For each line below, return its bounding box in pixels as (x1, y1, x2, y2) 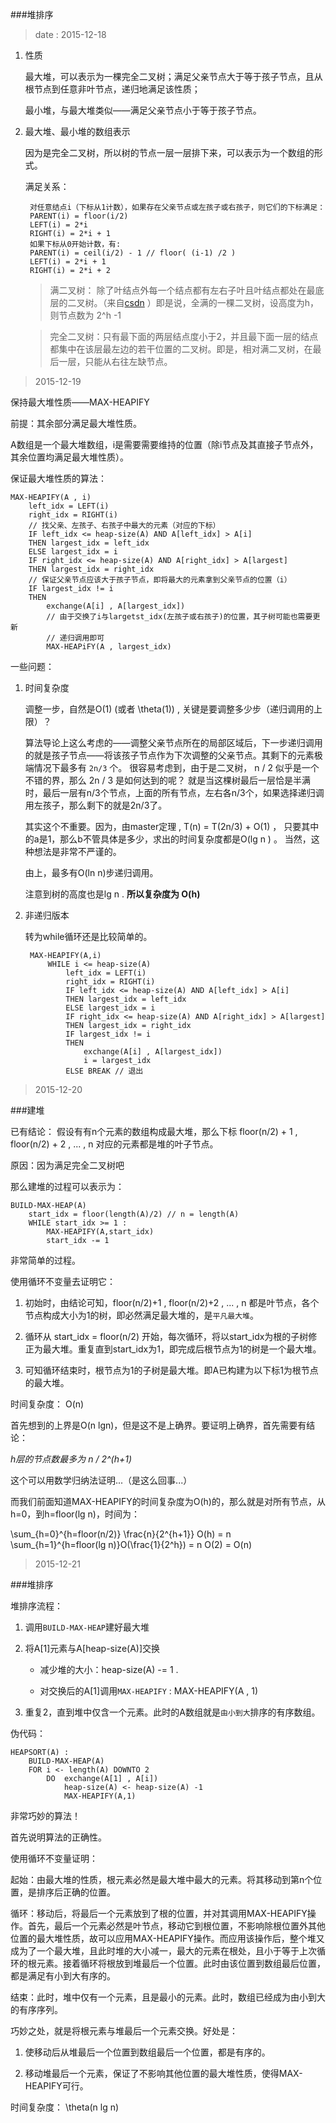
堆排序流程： (10, 1600, 63, 1612)
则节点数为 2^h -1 (49, 309, 122, 321)
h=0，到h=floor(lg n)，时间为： (10, 1508, 140, 1520)
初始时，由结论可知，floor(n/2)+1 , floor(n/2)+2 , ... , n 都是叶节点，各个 (24, 1297, 320, 1308)
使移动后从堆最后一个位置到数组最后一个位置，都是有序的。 (24, 2046, 271, 2058)
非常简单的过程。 (10, 1254, 81, 1266)
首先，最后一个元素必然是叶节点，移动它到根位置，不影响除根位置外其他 (27, 1920, 326, 1932)
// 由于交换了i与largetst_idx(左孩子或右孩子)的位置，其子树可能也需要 (46, 612, 313, 622)
